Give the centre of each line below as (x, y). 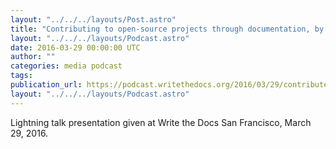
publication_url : (46, 85)
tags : (21, 76)
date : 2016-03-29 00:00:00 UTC (75, 47)
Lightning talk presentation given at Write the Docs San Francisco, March (161, 122)
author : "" (33, 57)
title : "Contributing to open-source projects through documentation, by (167, 29)
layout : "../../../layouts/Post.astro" (93, 19)
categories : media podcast (66, 66)
